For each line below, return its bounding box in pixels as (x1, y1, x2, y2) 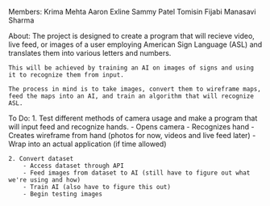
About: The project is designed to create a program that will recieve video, (8, 32, 255, 40)
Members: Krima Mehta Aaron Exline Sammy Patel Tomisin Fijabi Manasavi (8, 7, 256, 16)
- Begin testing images (23, 190, 103, 198)
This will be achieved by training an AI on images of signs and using (8, 64, 254, 72)
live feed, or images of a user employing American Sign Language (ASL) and (8, 40, 263, 49)
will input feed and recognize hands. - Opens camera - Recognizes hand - (8, 122, 255, 132)
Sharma (8, 15, 35, 25)
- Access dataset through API (23, 162, 125, 170)
